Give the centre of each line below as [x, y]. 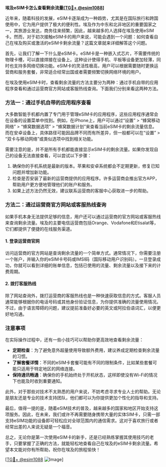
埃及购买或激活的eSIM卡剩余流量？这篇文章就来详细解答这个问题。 [82, 43]
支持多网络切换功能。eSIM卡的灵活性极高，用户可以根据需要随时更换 [84, 66]
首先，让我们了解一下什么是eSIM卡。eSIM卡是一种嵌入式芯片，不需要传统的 [83, 53]
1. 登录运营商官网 [22, 241]
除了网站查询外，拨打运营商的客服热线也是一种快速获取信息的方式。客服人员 [83, 295]
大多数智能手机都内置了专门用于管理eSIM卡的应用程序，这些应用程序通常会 [82, 114]
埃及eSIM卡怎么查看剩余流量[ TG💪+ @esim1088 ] [55, 8]
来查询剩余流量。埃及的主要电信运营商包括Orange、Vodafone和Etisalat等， [82, 223]
